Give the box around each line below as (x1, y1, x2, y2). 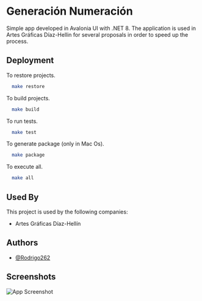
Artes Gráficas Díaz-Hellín (15, 220, 81, 227)
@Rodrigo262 (15, 254, 51, 261)
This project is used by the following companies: (6, 208, 128, 215)
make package (12, 152, 45, 158)
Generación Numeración (6, 4, 133, 18)
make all (12, 175, 34, 181)
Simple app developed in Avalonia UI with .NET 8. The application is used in (6, 24, 197, 32)
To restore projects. (6, 72, 56, 79)
